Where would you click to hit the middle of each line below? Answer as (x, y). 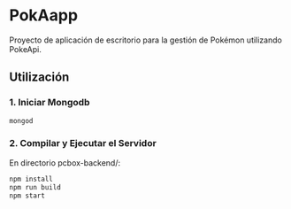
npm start (27, 196)
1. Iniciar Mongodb (50, 103)
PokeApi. (25, 49)
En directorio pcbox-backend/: (65, 163)
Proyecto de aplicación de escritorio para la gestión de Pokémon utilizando (146, 40)
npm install (31, 179)
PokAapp (43, 15)
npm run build (35, 187)
